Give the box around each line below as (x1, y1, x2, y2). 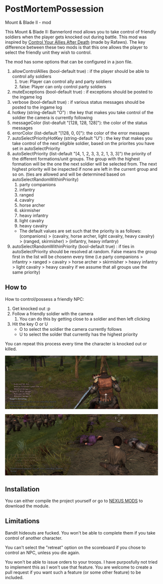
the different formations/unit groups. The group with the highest (12, 156, 140, 162)
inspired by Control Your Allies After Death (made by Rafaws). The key (5, 39, 146, 45)
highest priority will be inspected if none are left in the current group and (12, 166, 158, 172)
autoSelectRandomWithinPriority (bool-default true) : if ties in (12, 243, 134, 249)
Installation (5, 485, 40, 493)
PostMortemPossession (5, 3, 104, 15)
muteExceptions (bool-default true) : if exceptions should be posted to (12, 89, 153, 95)
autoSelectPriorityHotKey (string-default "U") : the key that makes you (12, 135, 153, 141)
